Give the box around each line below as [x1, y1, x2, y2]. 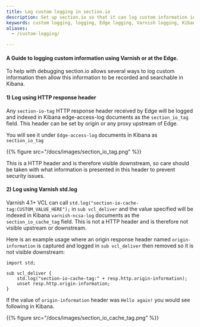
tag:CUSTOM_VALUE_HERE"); [6, 206, 70, 212]
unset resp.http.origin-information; [17, 281, 111, 287]
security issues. [6, 172, 45, 179]
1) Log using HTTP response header [6, 93, 96, 101]
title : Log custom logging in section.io [6, 8, 111, 15]
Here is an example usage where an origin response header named [6, 235, 171, 243]
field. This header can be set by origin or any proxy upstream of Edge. [6, 120, 179, 127]
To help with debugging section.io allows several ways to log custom [6, 68, 175, 75]
